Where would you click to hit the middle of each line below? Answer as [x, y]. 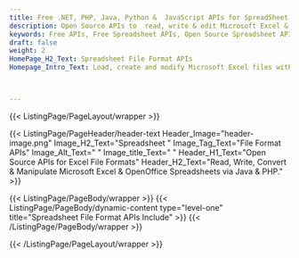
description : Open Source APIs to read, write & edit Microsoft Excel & [149, 26]
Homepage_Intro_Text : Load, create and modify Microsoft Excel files [141, 68]
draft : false [33, 42]
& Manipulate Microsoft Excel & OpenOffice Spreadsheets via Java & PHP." [146, 171]
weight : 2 [28, 51]
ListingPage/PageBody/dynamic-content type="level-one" [117, 207]
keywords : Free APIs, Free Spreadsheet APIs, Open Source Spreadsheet [143, 34]
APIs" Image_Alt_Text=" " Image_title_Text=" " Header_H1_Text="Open [138, 152]
